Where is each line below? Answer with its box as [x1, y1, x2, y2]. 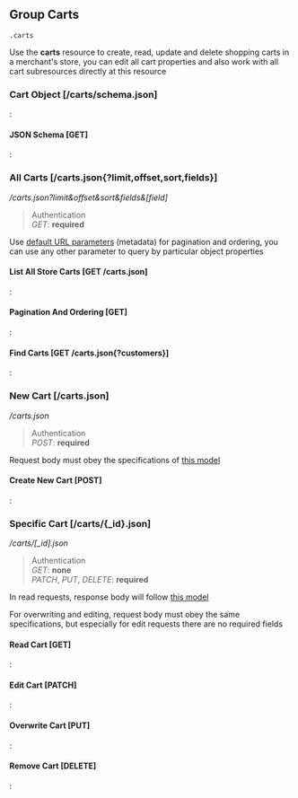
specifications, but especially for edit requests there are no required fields [9, 618, 284, 629]
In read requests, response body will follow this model [9, 592, 209, 602]
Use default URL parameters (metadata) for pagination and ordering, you [9, 236, 278, 247]
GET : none [31, 565, 72, 575]
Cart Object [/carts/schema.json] [9, 88, 158, 101]
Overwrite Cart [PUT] [9, 720, 91, 731]
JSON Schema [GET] [9, 129, 88, 140]
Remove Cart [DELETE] [9, 760, 97, 771]
